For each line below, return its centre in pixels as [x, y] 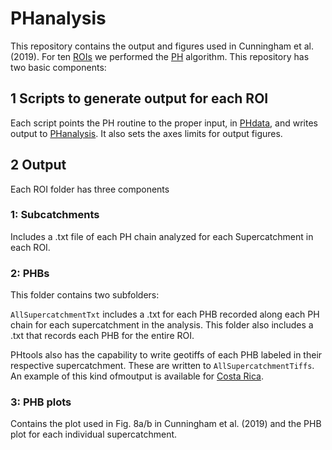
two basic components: [58, 67]
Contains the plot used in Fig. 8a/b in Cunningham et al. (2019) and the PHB [166, 424]
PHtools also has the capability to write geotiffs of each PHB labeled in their [166, 355]
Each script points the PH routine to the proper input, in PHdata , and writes [164, 123]
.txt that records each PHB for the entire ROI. [102, 336]
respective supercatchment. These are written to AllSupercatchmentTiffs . [162, 366]
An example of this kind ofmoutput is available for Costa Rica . [137, 376]
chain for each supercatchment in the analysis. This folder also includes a [162, 325]
